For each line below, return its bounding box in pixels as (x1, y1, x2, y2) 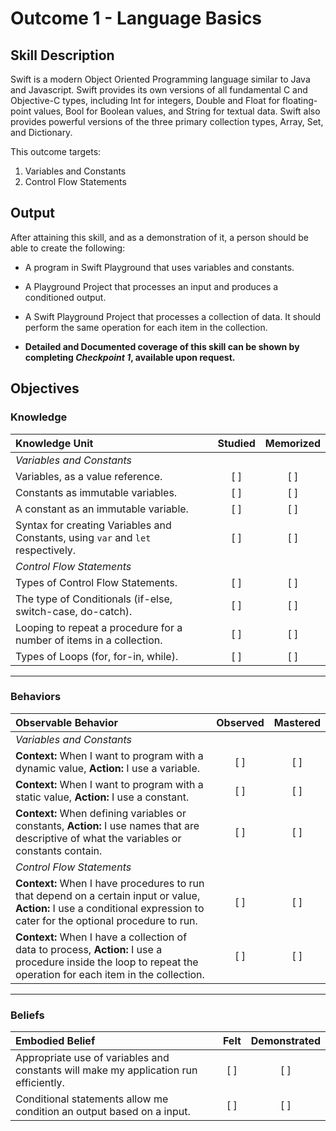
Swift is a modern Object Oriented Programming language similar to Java (10, 73, 311, 85)
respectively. (15, 543, 77, 557)
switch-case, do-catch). (15, 604, 133, 618)
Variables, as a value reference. (15, 469, 163, 483)
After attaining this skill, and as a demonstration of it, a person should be (10, 231, 309, 243)
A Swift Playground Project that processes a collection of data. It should (24, 310, 322, 322)
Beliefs (10, 1008, 45, 1022)
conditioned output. (24, 291, 107, 303)
